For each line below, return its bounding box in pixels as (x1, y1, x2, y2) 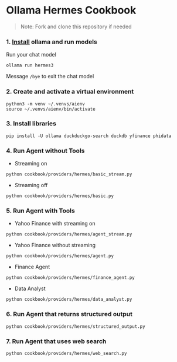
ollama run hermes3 (6, 62, 54, 68)
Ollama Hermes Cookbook (6, 4, 137, 17)
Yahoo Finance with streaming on (14, 220, 96, 227)
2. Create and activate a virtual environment (6, 88, 134, 96)
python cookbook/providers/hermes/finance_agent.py (6, 275, 135, 281)
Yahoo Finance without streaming (14, 242, 96, 249)
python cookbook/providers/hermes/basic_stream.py (6, 171, 132, 177)
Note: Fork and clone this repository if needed (20, 23, 132, 30)
